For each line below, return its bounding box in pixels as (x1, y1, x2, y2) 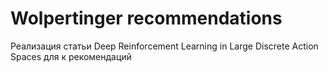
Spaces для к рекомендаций (10, 50, 132, 62)
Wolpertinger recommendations (10, 7, 283, 30)
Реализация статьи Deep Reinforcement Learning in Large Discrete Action (10, 40, 319, 52)
